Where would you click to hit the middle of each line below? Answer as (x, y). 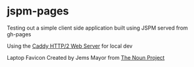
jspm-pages (38, 11)
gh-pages (19, 34)
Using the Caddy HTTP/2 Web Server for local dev (70, 46)
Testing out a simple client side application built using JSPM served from (97, 28)
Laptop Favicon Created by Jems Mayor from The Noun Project (86, 57)
